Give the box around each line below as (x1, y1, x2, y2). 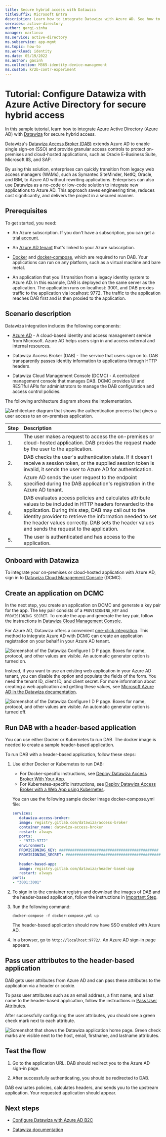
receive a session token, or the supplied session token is (23, 459, 155, 466)
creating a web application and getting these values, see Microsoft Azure (5, 684, 154, 690)
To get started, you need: (5, 220, 57, 226)
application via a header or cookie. (5, 982, 76, 988)
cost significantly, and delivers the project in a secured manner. (5, 192, 134, 198)
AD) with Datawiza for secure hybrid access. (5, 131, 96, 137)
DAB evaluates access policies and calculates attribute (23, 494, 151, 501)
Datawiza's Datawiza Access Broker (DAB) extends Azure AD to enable (5, 141, 150, 147)
